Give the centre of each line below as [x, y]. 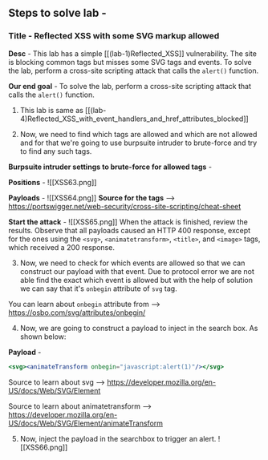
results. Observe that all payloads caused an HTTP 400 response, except [130, 230]
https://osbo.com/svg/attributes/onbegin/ [77, 313]
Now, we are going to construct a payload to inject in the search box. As [139, 328]
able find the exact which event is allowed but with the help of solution [136, 280]
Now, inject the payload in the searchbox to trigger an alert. [118, 438]
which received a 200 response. [61, 247]
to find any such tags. [56, 151]
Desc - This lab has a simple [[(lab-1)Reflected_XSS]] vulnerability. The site [132, 53]
